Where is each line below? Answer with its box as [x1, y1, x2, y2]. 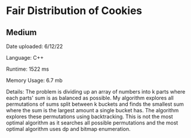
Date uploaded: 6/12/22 [6, 43, 63, 50]
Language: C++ [6, 54, 44, 61]
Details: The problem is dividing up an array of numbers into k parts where [6, 88, 186, 95]
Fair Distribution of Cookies [6, 4, 142, 18]
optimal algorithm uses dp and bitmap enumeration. [6, 126, 131, 132]
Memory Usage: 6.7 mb [6, 77, 63, 84]
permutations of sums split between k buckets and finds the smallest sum [6, 101, 184, 108]
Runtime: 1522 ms [6, 65, 49, 73]
